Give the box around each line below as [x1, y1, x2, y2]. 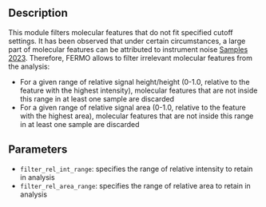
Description [8, 6, 68, 20]
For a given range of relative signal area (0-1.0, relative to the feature [19, 102, 246, 112]
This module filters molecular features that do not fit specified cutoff [8, 27, 233, 37]
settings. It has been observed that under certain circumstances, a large [8, 36, 246, 46]
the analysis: [8, 62, 50, 71]
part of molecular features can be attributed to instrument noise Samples [8, 44, 248, 54]
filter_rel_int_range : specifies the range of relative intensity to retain [19, 164, 253, 173]
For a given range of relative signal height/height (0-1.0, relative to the [19, 77, 250, 86]
